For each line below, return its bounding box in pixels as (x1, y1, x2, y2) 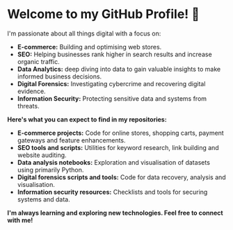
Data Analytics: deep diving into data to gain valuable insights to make (17, 65, 221, 73)
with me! (7, 215, 33, 224)
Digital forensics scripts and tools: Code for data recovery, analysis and (17, 173, 226, 181)
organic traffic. (17, 57, 61, 65)
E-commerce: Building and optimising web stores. (17, 42, 162, 51)
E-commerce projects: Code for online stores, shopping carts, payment (17, 129, 224, 137)
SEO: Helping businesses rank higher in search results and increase (17, 50, 212, 58)
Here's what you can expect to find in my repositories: (7, 115, 167, 124)
